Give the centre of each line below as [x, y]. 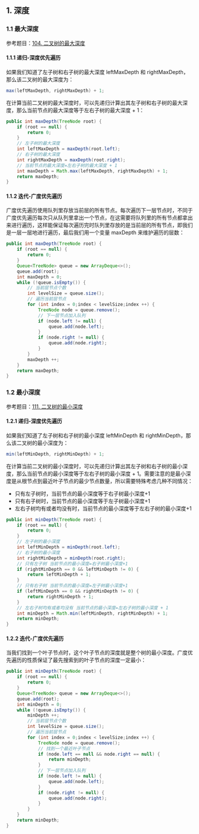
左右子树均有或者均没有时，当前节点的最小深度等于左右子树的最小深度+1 [103, 508]
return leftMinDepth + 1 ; [60, 575]
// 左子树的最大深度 [38, 143]
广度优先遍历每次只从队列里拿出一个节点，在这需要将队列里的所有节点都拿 [97, 218]
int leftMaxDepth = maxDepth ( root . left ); [68, 149]
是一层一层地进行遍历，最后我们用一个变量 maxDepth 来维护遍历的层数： [95, 232]
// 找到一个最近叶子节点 [64, 749]
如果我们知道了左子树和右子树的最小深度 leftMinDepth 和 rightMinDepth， [96, 435]
